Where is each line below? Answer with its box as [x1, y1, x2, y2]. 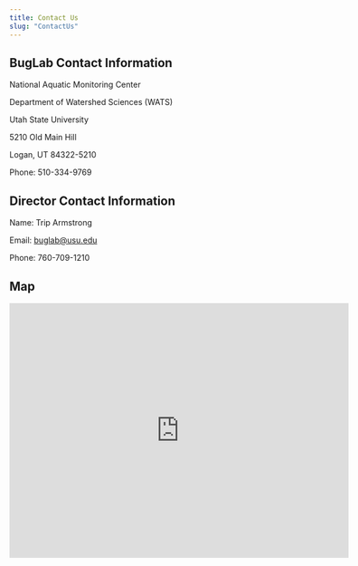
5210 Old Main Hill [9, 132, 77, 143]
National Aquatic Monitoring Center [9, 79, 142, 91]
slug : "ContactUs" [9, 22, 79, 31]
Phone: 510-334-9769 [9, 167, 92, 177]
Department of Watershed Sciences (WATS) [9, 97, 174, 108]
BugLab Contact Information [9, 55, 174, 71]
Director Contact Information [9, 193, 176, 208]
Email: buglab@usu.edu [9, 235, 98, 245]
